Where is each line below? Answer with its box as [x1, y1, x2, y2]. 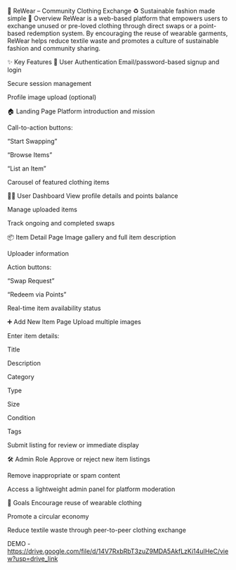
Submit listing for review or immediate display [7, 441, 139, 449]
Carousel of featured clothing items [7, 178, 110, 186]
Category [7, 373, 35, 380]
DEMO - [7, 540, 31, 547]
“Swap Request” [7, 277, 55, 285]
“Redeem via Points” [7, 290, 67, 299]
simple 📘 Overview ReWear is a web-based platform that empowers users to [7, 14, 228, 23]
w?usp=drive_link [7, 554, 58, 563]
